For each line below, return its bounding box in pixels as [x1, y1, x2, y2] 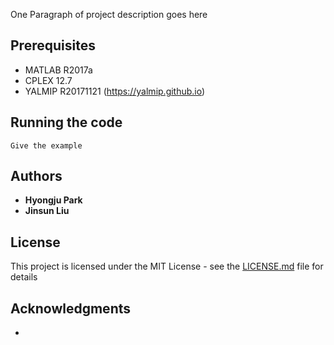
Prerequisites [10, 37, 96, 54]
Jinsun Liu [24, 205, 70, 217]
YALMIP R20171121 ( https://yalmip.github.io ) [24, 85, 206, 97]
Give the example [10, 140, 83, 151]
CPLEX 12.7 [24, 74, 73, 86]
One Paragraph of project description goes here [10, 9, 208, 20]
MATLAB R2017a [24, 64, 93, 76]
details [10, 271, 38, 283]
